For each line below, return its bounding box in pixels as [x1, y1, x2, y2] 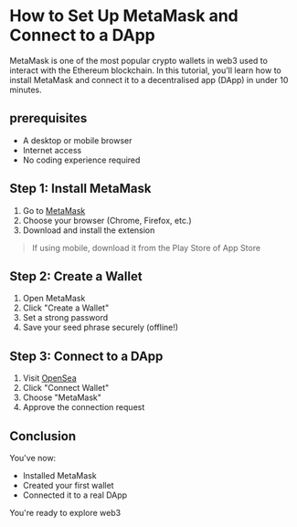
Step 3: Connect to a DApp [9, 348, 164, 364]
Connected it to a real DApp [22, 490, 128, 501]
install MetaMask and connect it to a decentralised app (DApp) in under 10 [9, 74, 289, 85]
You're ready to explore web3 [9, 508, 122, 518]
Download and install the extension [22, 225, 155, 236]
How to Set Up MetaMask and [9, 5, 239, 26]
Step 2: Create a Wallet [9, 269, 143, 284]
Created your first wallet [22, 480, 114, 490]
